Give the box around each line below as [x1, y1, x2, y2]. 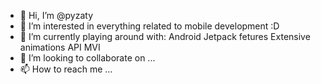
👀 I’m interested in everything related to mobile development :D [19, 20, 280, 32]
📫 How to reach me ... [19, 63, 113, 75]
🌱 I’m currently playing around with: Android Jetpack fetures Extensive [19, 31, 311, 42]
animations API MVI [19, 41, 101, 53]
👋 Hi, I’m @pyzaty [19, 10, 94, 21]
